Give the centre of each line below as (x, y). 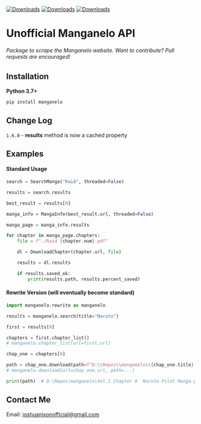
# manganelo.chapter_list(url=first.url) (59, 343)
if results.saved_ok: (44, 273)
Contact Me (28, 400)
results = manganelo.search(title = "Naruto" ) (63, 316)
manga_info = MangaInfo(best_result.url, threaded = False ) (80, 214)
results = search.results (38, 192)
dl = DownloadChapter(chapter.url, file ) (69, 252)
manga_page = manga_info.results (48, 225)
